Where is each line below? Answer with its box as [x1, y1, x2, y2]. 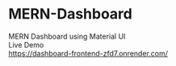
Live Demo [8, 39, 44, 49]
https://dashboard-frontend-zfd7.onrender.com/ [8, 48, 168, 58]
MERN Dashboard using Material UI [8, 31, 126, 41]
